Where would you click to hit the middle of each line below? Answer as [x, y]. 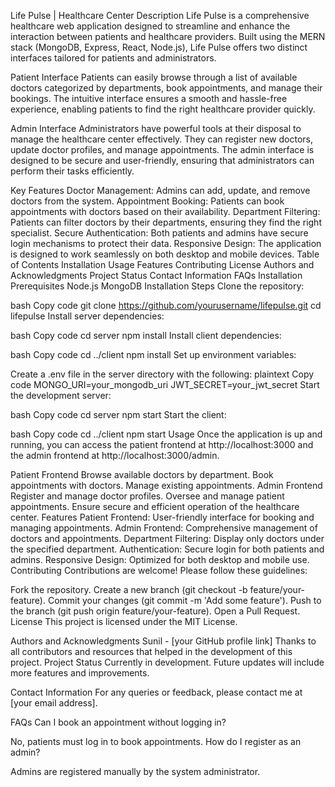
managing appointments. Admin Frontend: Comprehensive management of [164, 528]
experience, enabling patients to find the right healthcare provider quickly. [163, 109]
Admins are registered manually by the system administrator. [135, 771]
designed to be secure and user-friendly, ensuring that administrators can [162, 160]
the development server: [61, 395]
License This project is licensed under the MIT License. [124, 621]
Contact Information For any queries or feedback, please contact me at [156, 692]
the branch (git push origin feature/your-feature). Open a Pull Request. [155, 611]
